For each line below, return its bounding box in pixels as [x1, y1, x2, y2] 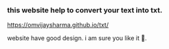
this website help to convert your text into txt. [7, 5, 163, 15]
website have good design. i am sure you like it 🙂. [7, 34, 147, 42]
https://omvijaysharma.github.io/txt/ [7, 21, 109, 29]
